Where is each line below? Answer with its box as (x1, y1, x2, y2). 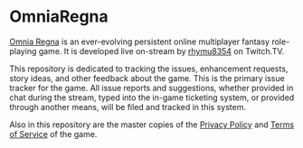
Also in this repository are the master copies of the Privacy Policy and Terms (9, 119, 295, 130)
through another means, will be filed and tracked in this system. (9, 101, 247, 112)
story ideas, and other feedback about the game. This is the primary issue (9, 72, 285, 83)
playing (9, 45, 37, 56)
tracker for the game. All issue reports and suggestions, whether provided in (9, 82, 294, 93)
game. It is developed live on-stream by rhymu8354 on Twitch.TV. (38, 45, 285, 56)
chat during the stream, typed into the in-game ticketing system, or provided (9, 92, 295, 103)
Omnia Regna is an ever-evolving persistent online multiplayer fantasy (9, 36, 270, 47)
